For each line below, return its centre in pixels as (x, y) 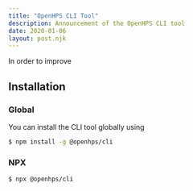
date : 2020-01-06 (37, 31)
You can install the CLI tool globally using (76, 127)
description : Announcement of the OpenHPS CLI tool (96, 23)
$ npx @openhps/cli (41, 179)
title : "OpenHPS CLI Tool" (53, 16)
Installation (37, 87)
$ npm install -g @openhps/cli (61, 142)
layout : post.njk (37, 38)
